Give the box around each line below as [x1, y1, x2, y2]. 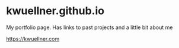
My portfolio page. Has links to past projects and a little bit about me [6, 24, 173, 31]
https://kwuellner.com [6, 35, 60, 42]
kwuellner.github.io [6, 4, 105, 18]
